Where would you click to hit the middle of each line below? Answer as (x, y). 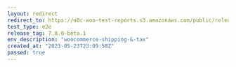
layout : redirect (33, 14)
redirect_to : (26, 20)
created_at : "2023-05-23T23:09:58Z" (61, 46)
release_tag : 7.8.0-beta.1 (47, 33)
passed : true (26, 53)
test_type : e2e (29, 27)
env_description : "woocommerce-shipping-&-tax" (78, 40)
